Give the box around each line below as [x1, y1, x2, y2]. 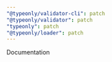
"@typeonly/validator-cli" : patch [6, 10, 106, 17]
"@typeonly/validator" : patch [6, 17, 93, 23]
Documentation [6, 48, 50, 56]
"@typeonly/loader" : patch [6, 29, 84, 37]
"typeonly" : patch [6, 23, 59, 30]
